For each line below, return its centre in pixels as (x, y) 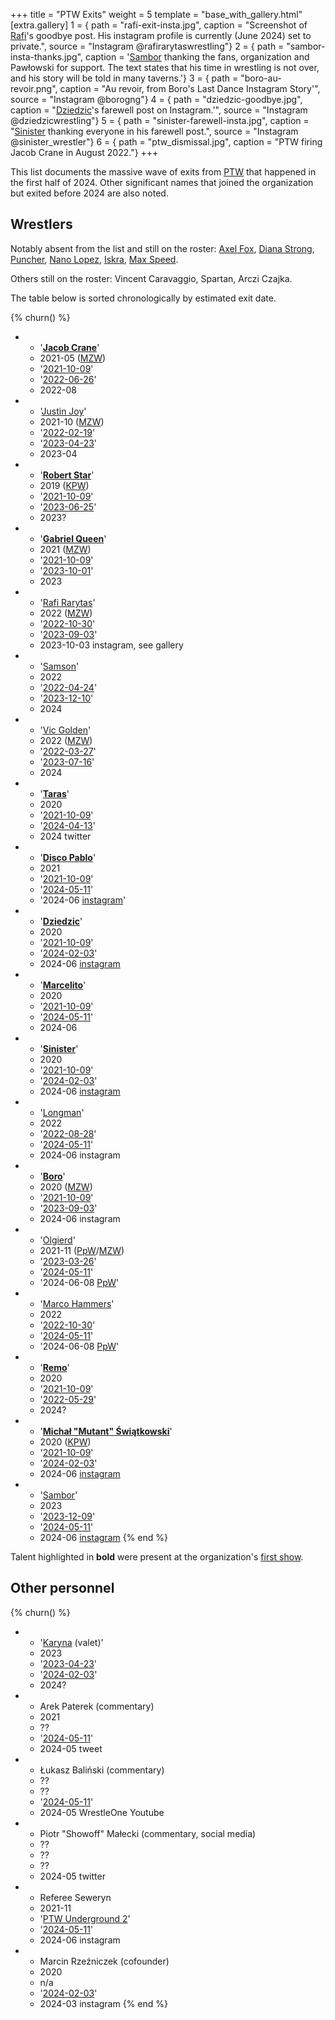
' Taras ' (54, 793)
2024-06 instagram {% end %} (104, 1537)
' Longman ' (62, 1112)
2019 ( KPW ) (64, 485)
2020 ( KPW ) (65, 1441)
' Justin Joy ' (63, 411)
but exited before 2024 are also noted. (89, 193)
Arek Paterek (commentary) (97, 1706)
